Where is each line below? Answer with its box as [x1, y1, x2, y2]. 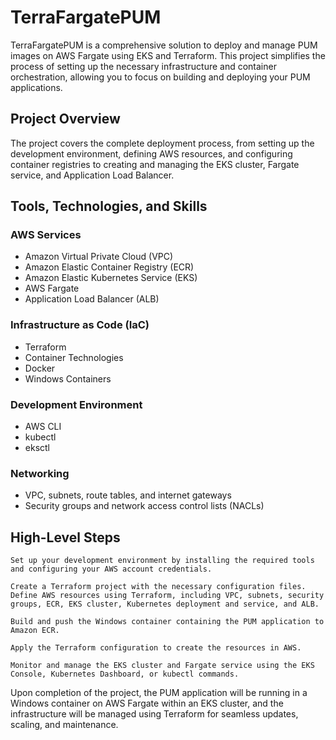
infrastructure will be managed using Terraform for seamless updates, [10, 708, 299, 720]
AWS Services [10, 228, 82, 242]
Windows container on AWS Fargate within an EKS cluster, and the [10, 697, 284, 710]
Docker [24, 362, 56, 374]
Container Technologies [24, 351, 124, 363]
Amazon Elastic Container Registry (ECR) [24, 261, 195, 273]
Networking [10, 466, 70, 480]
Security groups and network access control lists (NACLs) [24, 500, 265, 512]
